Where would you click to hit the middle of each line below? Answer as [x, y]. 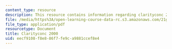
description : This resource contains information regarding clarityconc [84, 15]
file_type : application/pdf [35, 24]
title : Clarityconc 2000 [32, 34]
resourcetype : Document [31, 29]
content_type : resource [31, 10]
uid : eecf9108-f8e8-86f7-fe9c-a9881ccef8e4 [52, 39]
